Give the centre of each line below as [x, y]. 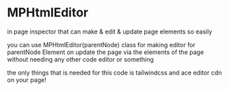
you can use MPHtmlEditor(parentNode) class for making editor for [102, 44]
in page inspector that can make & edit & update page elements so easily [110, 31]
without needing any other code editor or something [80, 59]
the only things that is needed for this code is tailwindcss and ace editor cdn [114, 73]
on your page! [27, 79]
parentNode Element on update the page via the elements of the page [106, 52]
